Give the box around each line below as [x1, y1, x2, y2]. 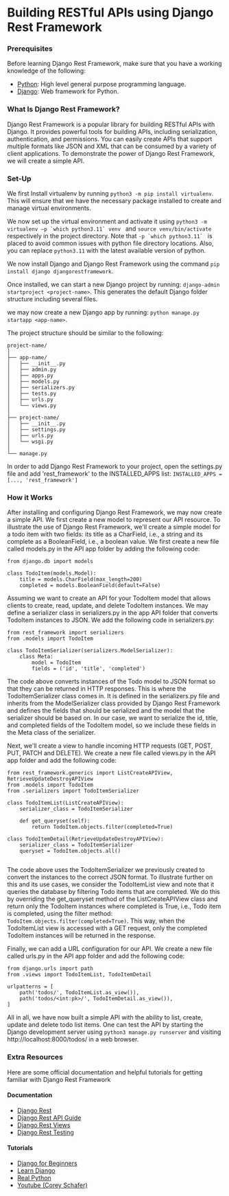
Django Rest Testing [16, 1128, 74, 1136]
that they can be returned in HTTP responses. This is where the [7, 685, 186, 693]
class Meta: [19, 654, 53, 660]
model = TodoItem [32, 659, 81, 667]
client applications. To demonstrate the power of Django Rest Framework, [7, 149, 215, 157]
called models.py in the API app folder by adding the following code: [7, 544, 200, 553]
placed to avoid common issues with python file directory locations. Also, [7, 239, 214, 248]
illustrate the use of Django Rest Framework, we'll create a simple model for [7, 523, 221, 531]
